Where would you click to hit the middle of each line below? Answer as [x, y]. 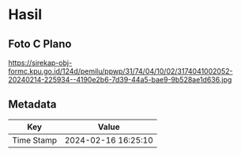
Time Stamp [35, 140]
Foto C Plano [40, 44]
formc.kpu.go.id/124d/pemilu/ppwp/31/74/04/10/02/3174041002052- [120, 71]
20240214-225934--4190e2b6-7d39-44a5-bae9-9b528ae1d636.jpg [120, 80]
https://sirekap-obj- [40, 63]
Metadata [32, 105]
